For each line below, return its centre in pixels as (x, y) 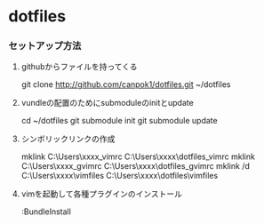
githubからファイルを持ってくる (80, 67)
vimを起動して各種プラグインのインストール (102, 194)
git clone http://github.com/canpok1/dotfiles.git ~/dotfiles (126, 84)
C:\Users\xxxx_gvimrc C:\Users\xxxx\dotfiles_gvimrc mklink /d (136, 166)
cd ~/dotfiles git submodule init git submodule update (120, 121)
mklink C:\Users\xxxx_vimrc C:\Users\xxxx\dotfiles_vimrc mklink (138, 156)
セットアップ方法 (45, 46)
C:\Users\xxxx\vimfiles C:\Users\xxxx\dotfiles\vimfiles (120, 176)
